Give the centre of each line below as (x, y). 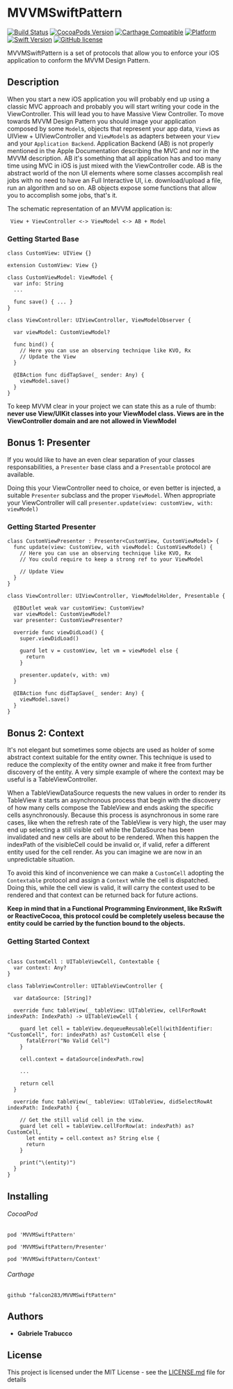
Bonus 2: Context (46, 733)
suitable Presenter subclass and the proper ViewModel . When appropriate (111, 495)
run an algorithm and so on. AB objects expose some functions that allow (112, 188)
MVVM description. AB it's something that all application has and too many (114, 158)
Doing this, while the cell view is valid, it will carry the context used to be (111, 887)
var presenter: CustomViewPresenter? (68, 621)
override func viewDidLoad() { (59, 633)
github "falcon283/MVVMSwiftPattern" (62, 1296)
